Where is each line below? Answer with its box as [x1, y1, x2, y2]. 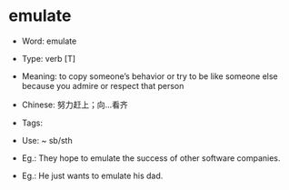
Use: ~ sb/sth [21, 135, 74, 145]
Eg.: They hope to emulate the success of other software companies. [21, 152, 281, 164]
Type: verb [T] [21, 53, 76, 64]
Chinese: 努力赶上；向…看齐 [21, 99, 128, 110]
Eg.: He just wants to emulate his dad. [21, 170, 164, 181]
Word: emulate [21, 35, 77, 46]
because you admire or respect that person [21, 80, 184, 91]
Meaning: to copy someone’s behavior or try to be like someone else [21, 70, 278, 82]
